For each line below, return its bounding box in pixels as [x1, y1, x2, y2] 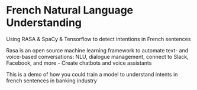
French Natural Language [6, 4, 134, 17]
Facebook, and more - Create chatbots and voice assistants [6, 59, 152, 66]
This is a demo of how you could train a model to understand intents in [6, 71, 178, 78]
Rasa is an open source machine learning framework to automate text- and [6, 46, 189, 54]
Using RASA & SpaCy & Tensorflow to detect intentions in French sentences [6, 35, 191, 42]
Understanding [6, 16, 82, 29]
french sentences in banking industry [6, 77, 98, 84]
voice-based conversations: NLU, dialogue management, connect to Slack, [6, 53, 189, 60]
